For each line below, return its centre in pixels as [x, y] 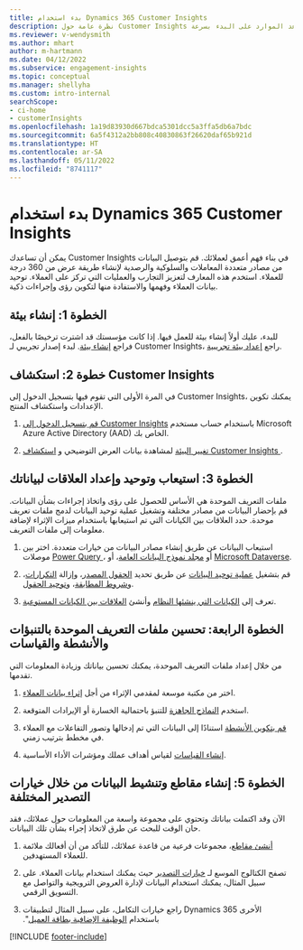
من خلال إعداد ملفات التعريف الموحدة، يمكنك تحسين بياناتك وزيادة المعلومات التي [146, 666]
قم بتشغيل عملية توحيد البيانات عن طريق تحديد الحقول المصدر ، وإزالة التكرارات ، [156, 573]
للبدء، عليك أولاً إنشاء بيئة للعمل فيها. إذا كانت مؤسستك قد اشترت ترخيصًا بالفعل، [144, 337]
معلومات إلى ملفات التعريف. [57, 529]
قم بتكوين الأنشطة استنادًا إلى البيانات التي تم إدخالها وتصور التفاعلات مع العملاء [154, 727]
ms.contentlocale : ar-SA [56, 152]
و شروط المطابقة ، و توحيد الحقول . [78, 583]
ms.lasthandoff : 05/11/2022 [62, 160]
